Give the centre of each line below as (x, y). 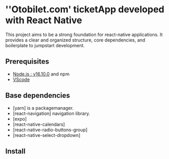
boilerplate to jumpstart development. (45, 45)
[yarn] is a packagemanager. (43, 108)
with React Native (44, 20)
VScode (21, 79)
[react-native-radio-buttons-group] (50, 130)
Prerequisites (27, 62)
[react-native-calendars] (39, 124)
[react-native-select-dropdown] (46, 135)
